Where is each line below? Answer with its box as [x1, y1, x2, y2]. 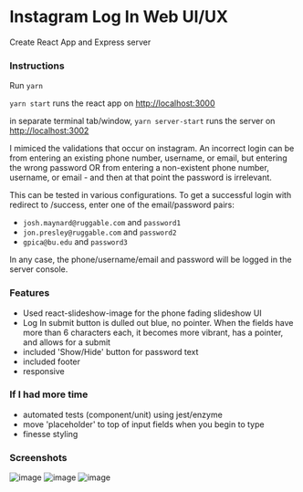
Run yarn [9, 80, 44, 91]
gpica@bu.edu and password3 [22, 236, 128, 247]
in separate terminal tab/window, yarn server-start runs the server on [9, 116, 276, 127]
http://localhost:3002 [9, 125, 89, 136]
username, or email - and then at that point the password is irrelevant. [9, 172, 272, 183]
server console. [9, 264, 68, 275]
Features [9, 287, 50, 299]
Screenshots [9, 451, 68, 464]
